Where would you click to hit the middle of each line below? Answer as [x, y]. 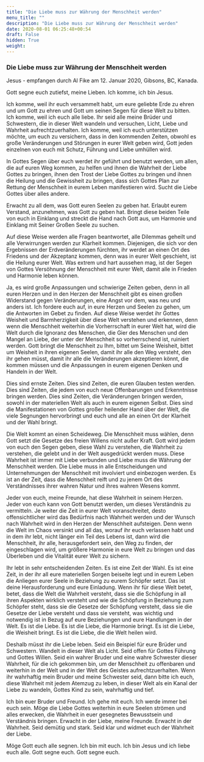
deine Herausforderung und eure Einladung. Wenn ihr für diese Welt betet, [100, 587]
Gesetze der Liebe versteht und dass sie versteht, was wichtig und [90, 613]
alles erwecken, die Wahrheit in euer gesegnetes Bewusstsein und [90, 714]
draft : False [23, 35]
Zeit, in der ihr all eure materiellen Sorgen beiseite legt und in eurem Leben [100, 574]
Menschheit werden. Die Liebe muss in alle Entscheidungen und [87, 466]
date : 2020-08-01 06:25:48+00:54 [49, 29]
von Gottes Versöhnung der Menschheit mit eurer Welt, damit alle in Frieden [101, 269]
